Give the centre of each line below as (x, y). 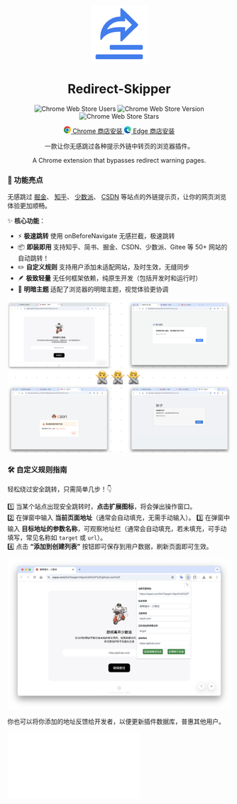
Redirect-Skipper (119, 89)
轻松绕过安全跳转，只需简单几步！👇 (60, 489)
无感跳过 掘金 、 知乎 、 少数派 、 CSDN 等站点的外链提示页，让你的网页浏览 (117, 197)
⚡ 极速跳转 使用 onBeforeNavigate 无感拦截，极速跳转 (96, 236)
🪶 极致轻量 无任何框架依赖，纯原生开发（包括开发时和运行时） (110, 278)
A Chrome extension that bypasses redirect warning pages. (119, 160)
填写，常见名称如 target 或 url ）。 (57, 537)
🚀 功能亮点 (26, 180)
